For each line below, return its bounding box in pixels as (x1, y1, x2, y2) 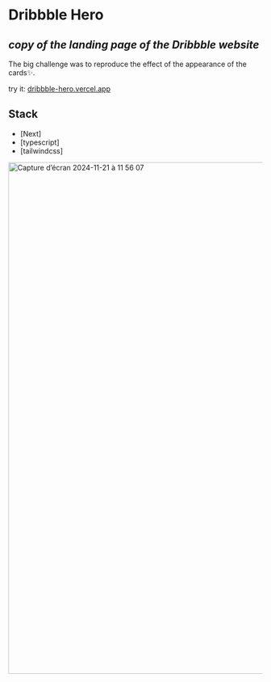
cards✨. (8, 68, 35, 78)
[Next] (19, 128, 42, 138)
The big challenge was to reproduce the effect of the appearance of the (8, 59, 248, 69)
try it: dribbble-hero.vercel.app (8, 84, 111, 94)
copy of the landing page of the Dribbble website (8, 38, 260, 52)
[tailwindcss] (19, 145, 63, 155)
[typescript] (19, 137, 60, 147)
